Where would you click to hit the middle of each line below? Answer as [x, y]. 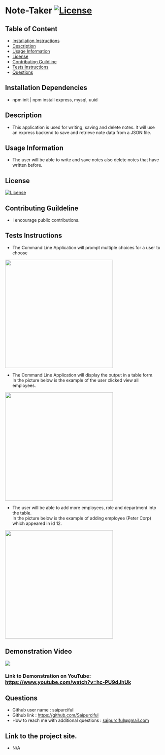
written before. [27, 165]
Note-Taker [29, 11]
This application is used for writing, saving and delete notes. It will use [83, 127]
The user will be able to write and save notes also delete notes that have [85, 160]
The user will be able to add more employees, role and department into [84, 508]
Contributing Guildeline [42, 208]
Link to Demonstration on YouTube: [48, 676]
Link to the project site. [41, 736]
